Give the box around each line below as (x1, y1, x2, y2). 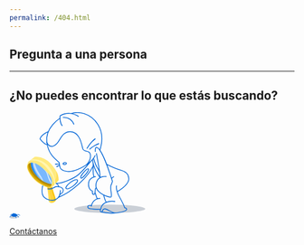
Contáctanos (9, 226, 57, 237)
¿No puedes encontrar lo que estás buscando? (9, 88, 279, 103)
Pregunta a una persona (9, 47, 147, 62)
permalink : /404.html (9, 13, 91, 23)
